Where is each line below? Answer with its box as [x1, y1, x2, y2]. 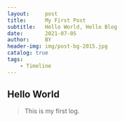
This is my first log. [24, 107, 80, 116]
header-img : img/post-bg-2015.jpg [7, 43, 109, 50]
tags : [7, 56, 23, 63]
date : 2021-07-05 [7, 29, 77, 37]
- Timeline [20, 62, 52, 69]
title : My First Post [7, 17, 86, 24]
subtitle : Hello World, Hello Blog [7, 23, 118, 30]
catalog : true [7, 50, 49, 57]
